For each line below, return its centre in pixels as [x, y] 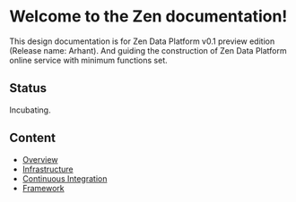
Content [33, 138]
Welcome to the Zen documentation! [148, 17]
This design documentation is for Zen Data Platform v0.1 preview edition [142, 41]
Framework [43, 188]
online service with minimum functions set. [88, 60]
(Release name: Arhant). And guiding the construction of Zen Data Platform [148, 50]
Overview [40, 159]
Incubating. [30, 110]
